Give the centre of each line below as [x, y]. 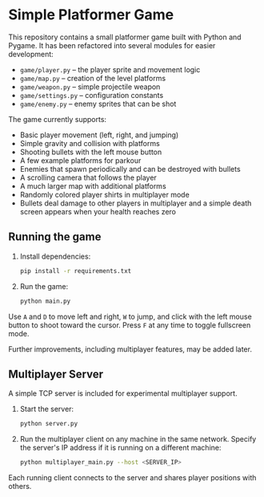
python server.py [49, 424]
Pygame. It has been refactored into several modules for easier [112, 45]
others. [20, 487]
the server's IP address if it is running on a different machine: [120, 448]
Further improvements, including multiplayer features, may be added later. [130, 349]
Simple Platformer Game [91, 15]
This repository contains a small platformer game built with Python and [125, 37]
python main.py [45, 301]
